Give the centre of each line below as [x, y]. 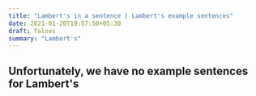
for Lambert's [44, 83]
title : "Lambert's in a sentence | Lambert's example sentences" [121, 16]
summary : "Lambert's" [45, 38]
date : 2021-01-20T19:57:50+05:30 [65, 23]
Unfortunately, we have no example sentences [128, 71]
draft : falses [32, 31]
